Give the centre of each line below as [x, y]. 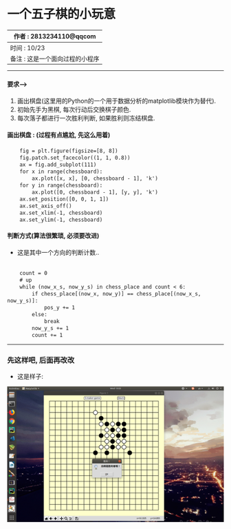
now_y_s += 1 [51, 329]
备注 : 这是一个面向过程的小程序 [55, 59]
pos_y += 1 [59, 308]
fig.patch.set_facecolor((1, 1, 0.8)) [75, 158]
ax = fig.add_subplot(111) [58, 165]
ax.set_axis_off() [46, 206]
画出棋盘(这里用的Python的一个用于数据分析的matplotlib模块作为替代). [117, 101]
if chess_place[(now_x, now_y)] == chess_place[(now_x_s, [117, 294]
